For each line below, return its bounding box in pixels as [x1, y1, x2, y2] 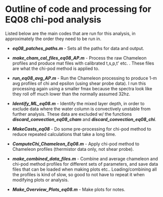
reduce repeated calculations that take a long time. [12, 131, 116, 137]
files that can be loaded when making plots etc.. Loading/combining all [12, 166, 157, 172]
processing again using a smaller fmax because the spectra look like [12, 85, 153, 91]
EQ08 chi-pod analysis [5, 14, 102, 25]
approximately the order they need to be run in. [5, 36, 102, 42]
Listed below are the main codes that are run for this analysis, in [5, 30, 136, 36]
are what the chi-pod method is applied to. [12, 66, 100, 71]
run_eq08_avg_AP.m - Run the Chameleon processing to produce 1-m [12, 75, 157, 81]
